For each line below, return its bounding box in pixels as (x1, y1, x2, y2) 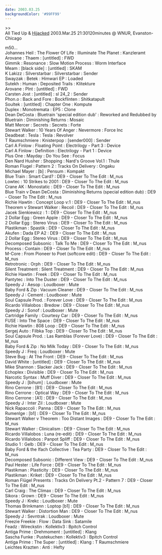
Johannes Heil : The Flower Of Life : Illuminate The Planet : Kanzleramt (5, 49, 146, 56)
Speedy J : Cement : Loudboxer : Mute (5, 292, 82, 298)
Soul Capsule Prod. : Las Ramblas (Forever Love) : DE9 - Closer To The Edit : (5, 333, 158, 339)
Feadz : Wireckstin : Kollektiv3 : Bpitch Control (5, 523, 98, 529)
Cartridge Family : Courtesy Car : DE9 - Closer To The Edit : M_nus (5, 312, 138, 318)
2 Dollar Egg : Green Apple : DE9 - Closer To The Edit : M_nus (5, 214, 128, 221)
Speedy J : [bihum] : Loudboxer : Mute (5, 379, 82, 385)
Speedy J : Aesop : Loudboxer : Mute (5, 282, 79, 287)
